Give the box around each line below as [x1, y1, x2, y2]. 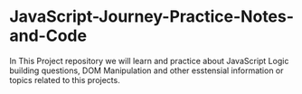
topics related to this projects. [9, 74, 120, 85]
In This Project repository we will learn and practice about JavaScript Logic [9, 55, 289, 66]
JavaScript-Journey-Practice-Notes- [9, 6, 295, 27]
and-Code [9, 25, 88, 46]
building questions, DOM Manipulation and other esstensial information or [9, 65, 284, 76]
